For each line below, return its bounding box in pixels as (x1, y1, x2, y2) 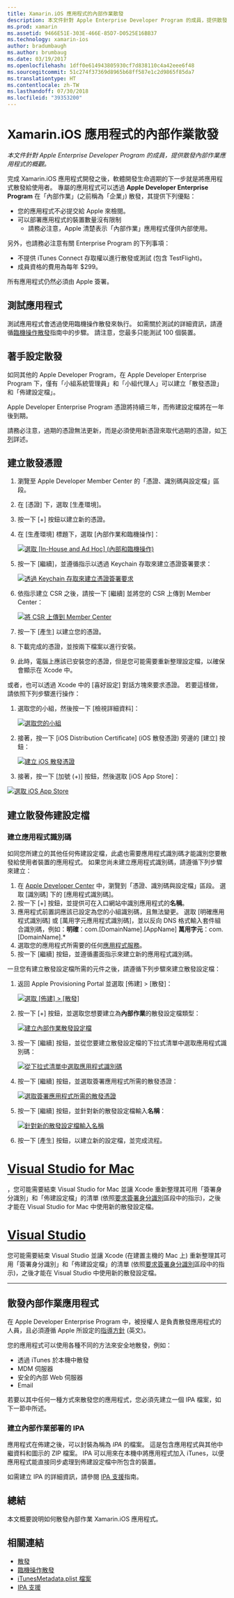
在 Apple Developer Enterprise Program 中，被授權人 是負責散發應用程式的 (7, 1317, 221, 1326)
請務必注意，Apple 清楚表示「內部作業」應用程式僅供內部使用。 (27, 224, 211, 232)
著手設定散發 (7, 351, 63, 362)
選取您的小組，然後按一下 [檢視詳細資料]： (17, 705, 140, 713)
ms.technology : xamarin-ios (7, 36, 89, 43)
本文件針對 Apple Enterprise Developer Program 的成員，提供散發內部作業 (7, 151, 220, 159)
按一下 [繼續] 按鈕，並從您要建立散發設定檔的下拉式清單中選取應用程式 (17, 1039, 221, 1047)
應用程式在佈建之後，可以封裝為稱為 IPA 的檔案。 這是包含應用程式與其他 (7, 1440, 217, 1449)
